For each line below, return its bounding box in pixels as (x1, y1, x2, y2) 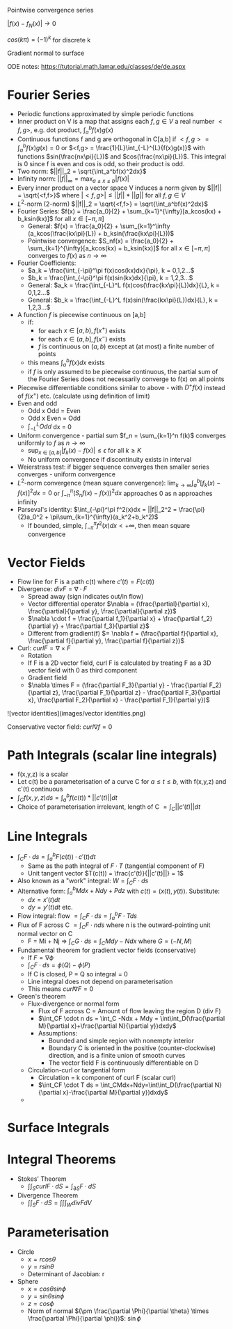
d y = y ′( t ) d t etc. (27, 903, 73, 912)
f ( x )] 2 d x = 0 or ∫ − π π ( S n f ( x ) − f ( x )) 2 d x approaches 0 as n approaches (17, 488, 213, 499)
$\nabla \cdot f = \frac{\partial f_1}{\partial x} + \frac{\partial (27, 615, 200, 623)
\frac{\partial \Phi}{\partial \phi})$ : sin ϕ (27, 1314, 141, 1322)
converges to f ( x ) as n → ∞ (27, 251, 107, 259)
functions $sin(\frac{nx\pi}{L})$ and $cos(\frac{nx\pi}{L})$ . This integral (17, 152, 226, 161)
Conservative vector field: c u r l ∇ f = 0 (7, 723, 113, 731)
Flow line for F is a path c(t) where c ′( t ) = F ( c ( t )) (17, 577, 155, 586)
